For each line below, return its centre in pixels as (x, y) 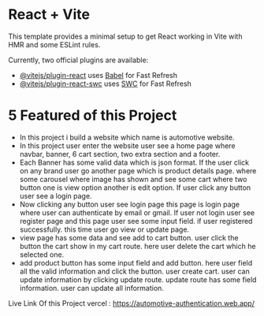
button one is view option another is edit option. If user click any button (135, 188)
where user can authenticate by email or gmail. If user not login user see (137, 212)
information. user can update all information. (91, 288)
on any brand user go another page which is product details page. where (138, 170)
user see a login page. (56, 195)
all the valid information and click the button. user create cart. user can (134, 271)
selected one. (42, 255)
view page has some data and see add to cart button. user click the (129, 237)
